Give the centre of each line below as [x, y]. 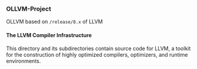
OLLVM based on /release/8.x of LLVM [55, 22]
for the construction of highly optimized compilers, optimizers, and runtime [97, 54]
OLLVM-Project [29, 9]
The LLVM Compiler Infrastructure [49, 35]
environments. [24, 61]
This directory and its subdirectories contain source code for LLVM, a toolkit [98, 48]
